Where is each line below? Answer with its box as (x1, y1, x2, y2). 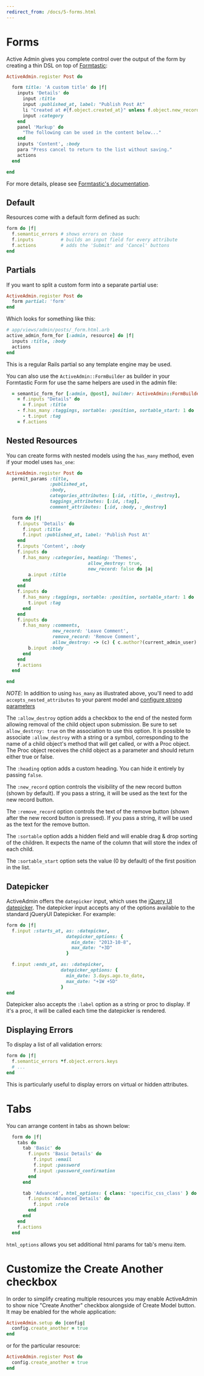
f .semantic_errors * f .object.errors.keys (12, 1058, 118, 1065)
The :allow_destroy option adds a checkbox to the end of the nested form (6, 714, 192, 721)
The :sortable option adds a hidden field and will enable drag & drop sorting (6, 833, 198, 840)
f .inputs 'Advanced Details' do (28, 1196, 110, 1202)
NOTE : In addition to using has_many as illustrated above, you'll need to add (6, 690, 193, 697)
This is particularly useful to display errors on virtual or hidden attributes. (6, 1080, 189, 1088)
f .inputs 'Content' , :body (17, 543, 86, 549)
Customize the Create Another (6, 1262, 164, 1276)
